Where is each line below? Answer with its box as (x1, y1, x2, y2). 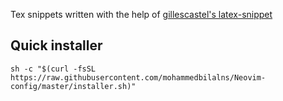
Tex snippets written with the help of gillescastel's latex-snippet (10, 9, 273, 20)
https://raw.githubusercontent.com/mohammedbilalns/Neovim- (10, 72, 267, 83)
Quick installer (10, 37, 103, 54)
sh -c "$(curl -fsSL (10, 64, 97, 74)
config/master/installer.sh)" (10, 81, 137, 91)
